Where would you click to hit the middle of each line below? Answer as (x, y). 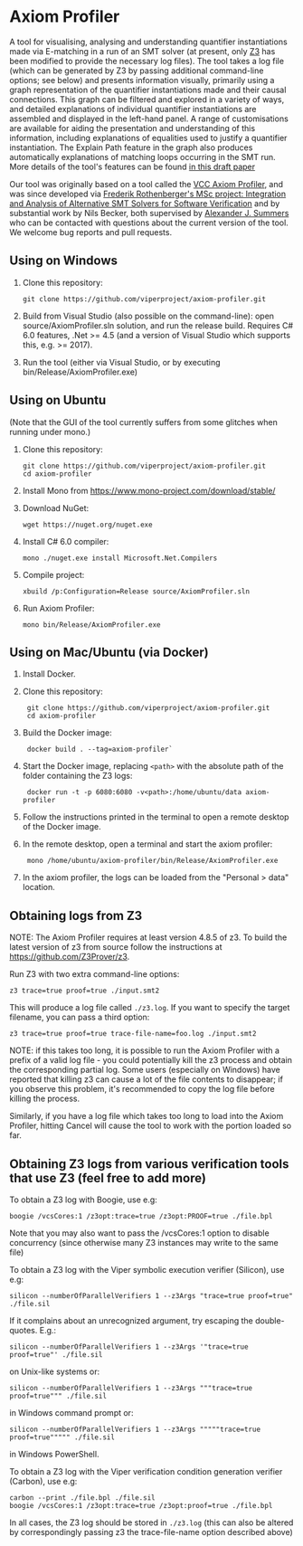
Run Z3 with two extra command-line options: (95, 974)
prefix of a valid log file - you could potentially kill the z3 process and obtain (151, 1060)
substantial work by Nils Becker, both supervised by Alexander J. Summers (149, 213)
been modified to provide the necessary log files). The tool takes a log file (147, 61)
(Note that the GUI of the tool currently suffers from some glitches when (144, 422)
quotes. (24, 1330)
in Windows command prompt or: (71, 1413)
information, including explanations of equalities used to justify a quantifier (148, 138)
